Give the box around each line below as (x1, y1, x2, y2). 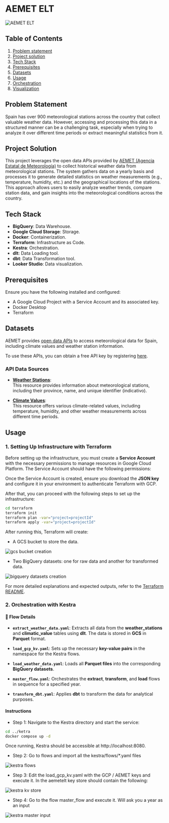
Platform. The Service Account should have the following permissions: (5, 466, 151, 472)
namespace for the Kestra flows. (12, 651, 81, 657)
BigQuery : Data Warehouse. (12, 223, 72, 230)
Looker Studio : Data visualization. (12, 261, 83, 267)
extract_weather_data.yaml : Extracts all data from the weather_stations (12, 625, 162, 631)
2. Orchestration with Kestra (5, 601, 76, 608)
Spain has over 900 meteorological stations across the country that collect (5, 113, 160, 119)
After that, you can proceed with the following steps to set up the (5, 490, 140, 496)
